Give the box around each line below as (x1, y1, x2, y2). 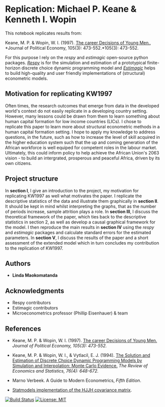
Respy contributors (12, 300, 51, 306)
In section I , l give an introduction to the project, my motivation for (5, 188, 139, 193)
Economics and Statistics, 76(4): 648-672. (12, 368, 99, 374)
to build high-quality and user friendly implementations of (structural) (5, 70, 145, 76)
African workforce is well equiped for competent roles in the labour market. (5, 144, 157, 151)
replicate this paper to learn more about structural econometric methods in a (5, 124, 160, 129)
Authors (5, 259, 31, 268)
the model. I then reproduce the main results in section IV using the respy (5, 224, 155, 230)
